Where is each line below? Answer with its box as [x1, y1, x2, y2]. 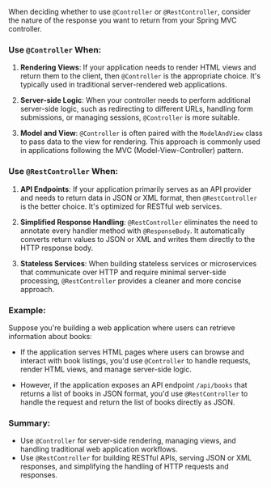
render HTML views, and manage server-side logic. [19, 364, 192, 374]
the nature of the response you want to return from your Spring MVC [8, 15, 237, 25]
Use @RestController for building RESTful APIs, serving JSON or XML [19, 453, 252, 463]
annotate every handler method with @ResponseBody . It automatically [19, 226, 245, 236]
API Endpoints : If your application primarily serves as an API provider [19, 184, 252, 193]
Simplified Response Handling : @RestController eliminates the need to [19, 217, 258, 227]
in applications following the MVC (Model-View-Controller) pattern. [19, 146, 244, 155]
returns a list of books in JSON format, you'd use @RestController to [19, 388, 248, 398]
